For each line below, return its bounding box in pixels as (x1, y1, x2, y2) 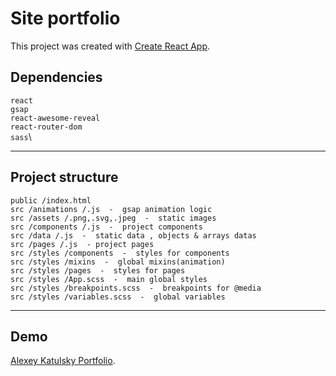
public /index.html (10, 195, 92, 206)
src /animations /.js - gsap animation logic (10, 204, 213, 214)
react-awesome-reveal (10, 113, 101, 123)
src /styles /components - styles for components (10, 248, 230, 258)
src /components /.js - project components (10, 222, 203, 232)
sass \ (10, 130, 32, 142)
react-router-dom (10, 122, 83, 132)
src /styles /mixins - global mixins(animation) (10, 257, 226, 267)
